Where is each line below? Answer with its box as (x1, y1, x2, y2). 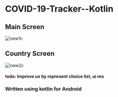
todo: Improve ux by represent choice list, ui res (5, 74, 104, 80)
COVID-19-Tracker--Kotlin (5, 3, 114, 15)
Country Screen (5, 49, 55, 58)
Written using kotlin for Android (5, 86, 82, 93)
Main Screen (5, 23, 45, 31)
